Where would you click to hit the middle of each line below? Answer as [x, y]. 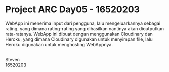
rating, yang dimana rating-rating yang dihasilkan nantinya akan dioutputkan [85, 28]
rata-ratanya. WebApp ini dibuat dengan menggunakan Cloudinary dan [79, 34]
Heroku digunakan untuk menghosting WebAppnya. [59, 44]
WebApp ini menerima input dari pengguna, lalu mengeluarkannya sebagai [83, 23]
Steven [13, 59]
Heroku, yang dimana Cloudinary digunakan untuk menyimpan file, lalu [79, 39]
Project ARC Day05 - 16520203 [73, 9]
